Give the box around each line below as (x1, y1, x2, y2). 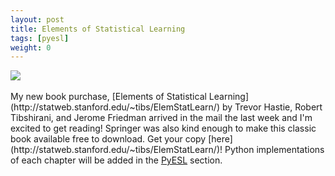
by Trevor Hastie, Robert (221, 101, 323, 113)
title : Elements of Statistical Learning (10, 24, 186, 34)
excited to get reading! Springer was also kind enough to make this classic (10, 122, 317, 135)
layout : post (10, 14, 65, 25)
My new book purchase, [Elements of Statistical (10, 91, 207, 103)
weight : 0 (10, 42, 52, 53)
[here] (208, 133, 233, 145)
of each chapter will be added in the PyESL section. (10, 154, 223, 166)
